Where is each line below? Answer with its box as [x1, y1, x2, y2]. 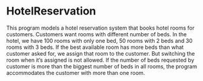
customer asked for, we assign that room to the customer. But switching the [6, 50, 195, 57]
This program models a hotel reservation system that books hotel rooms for [6, 24, 195, 31]
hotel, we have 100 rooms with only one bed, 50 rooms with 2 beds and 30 [6, 37, 193, 44]
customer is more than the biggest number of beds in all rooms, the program [6, 62, 198, 70]
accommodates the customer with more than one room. [6, 69, 145, 76]
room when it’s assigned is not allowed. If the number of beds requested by [6, 56, 195, 63]
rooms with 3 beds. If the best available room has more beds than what [6, 44, 184, 51]
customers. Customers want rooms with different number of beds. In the [6, 30, 187, 37]
